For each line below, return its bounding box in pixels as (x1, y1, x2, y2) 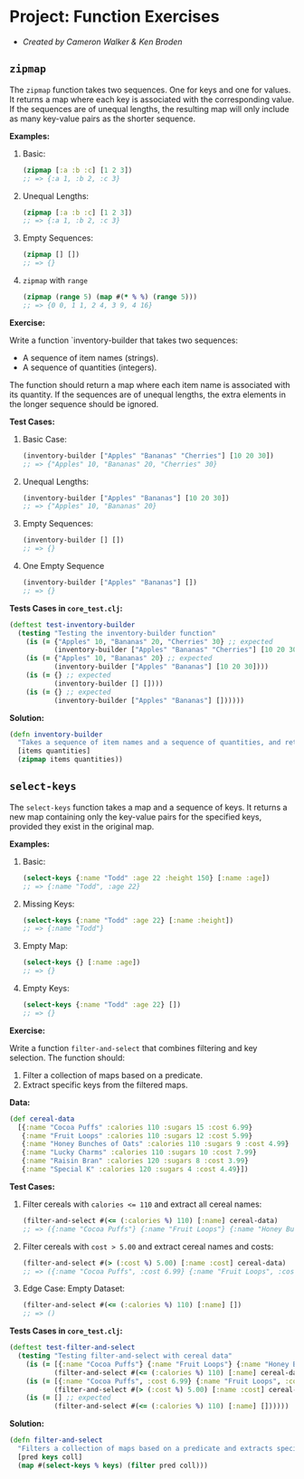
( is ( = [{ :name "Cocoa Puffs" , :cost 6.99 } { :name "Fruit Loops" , (25, 1377, 281, 1386)
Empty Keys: (22, 983, 70, 994)
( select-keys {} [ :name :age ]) (22, 958, 141, 967)
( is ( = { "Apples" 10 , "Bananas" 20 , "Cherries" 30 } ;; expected (25, 637, 273, 646)
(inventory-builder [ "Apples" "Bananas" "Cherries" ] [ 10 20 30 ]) (22, 450, 274, 460)
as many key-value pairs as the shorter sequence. (9, 113, 196, 124)
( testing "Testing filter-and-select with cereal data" (17, 1351, 233, 1360)
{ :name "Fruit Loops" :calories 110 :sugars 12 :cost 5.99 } (21, 1131, 253, 1141)
